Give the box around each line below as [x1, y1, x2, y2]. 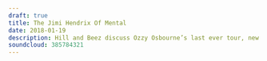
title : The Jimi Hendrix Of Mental [8, 19, 127, 27]
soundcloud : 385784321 [8, 41, 84, 49]
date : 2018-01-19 [8, 26, 66, 34]
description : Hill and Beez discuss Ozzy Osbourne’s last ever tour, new [8, 33, 260, 42]
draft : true [8, 11, 48, 20]
